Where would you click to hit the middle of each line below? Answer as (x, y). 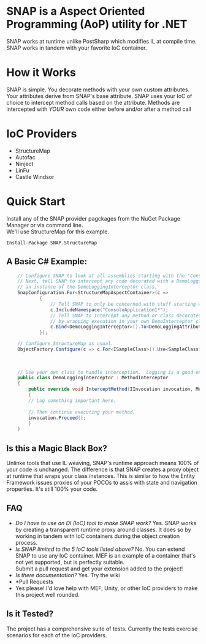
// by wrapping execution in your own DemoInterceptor (121, 321)
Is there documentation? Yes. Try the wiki (67, 575)
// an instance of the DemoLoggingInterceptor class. (87, 287)
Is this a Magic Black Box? (57, 448)
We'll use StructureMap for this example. (58, 232)
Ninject (24, 164)
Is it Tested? (30, 614)
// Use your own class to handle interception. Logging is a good (105, 372)
